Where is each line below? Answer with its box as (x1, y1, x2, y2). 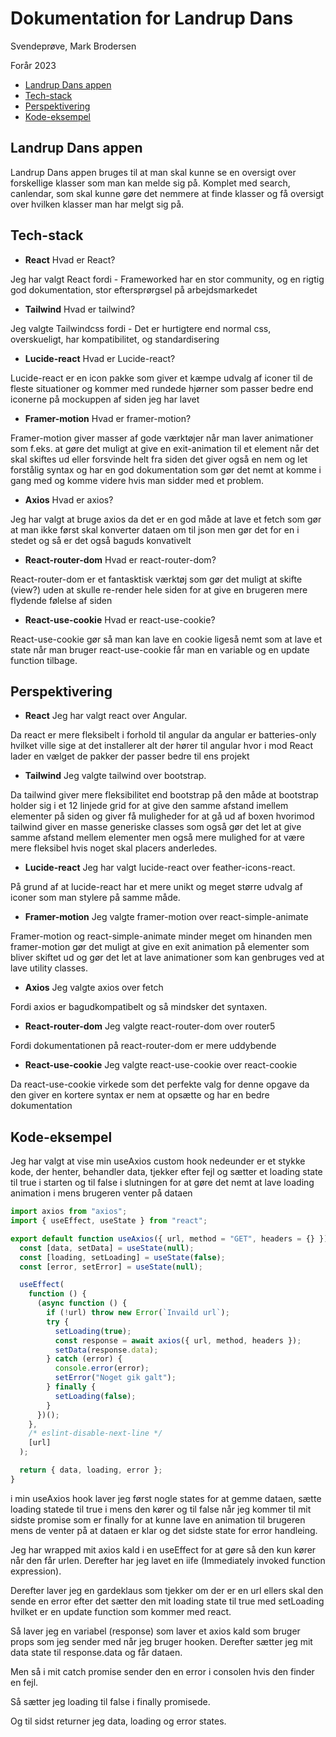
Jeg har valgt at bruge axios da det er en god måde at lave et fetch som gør (10, 513, 322, 525)
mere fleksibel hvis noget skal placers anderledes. (10, 842, 218, 854)
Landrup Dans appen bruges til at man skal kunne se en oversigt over (10, 166, 297, 178)
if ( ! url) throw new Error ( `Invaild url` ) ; (46, 1308, 230, 1318)
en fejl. (10, 1676, 39, 1688)
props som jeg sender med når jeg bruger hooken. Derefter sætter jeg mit (10, 1635, 313, 1647)
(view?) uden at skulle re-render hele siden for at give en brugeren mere (10, 583, 308, 596)
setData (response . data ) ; (54, 1345, 159, 1355)
